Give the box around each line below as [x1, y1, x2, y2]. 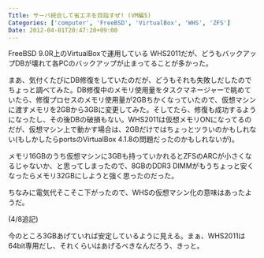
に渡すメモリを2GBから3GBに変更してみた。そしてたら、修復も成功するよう [8, 105, 257, 114]
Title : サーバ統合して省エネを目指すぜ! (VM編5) [8, 11, 152, 20]
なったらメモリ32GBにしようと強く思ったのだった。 [8, 171, 179, 181]
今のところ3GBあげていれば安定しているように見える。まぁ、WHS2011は [8, 231, 246, 241]
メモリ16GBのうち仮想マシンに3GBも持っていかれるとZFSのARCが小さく [8, 151, 246, 161]
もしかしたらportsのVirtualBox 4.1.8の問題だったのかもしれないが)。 [17, 135, 239, 144]
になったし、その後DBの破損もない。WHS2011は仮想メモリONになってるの [8, 115, 252, 125]
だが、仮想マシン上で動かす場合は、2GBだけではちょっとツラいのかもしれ [8, 125, 250, 134]
